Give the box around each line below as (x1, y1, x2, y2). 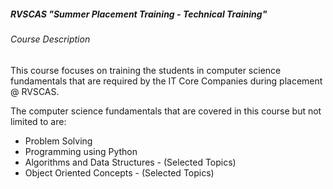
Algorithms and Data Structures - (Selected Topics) (24, 156, 237, 168)
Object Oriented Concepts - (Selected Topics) (24, 166, 215, 179)
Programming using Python (24, 145, 138, 157)
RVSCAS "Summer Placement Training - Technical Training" (10, 8, 268, 20)
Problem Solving (24, 135, 93, 147)
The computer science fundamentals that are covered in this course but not (10, 105, 322, 117)
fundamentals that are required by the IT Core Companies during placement (10, 75, 323, 87)
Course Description (10, 33, 91, 45)
